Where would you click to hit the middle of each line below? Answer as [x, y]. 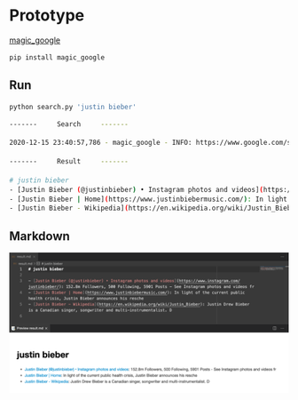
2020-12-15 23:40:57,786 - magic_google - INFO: [101, 143]
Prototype [47, 16]
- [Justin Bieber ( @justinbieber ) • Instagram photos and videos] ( [137, 189]
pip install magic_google [57, 57]
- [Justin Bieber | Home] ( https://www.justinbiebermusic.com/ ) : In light [149, 199]
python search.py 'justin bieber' [73, 107]
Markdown [40, 236]
